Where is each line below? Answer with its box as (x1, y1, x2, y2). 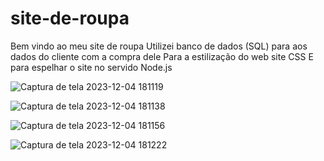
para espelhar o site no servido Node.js (10, 61, 173, 73)
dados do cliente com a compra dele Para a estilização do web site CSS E (10, 50, 314, 62)
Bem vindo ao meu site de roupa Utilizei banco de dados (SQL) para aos (10, 40, 308, 52)
